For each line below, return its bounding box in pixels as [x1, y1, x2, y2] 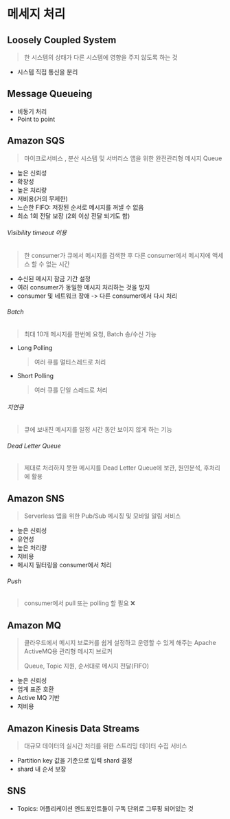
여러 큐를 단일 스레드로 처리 [34, 386, 108, 394]
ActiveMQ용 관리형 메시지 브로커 [23, 647, 113, 655]
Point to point [16, 115, 56, 123]
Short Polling [16, 372, 54, 380]
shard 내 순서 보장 [16, 765, 67, 774]
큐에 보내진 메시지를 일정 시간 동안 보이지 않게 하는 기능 [23, 426, 173, 434]
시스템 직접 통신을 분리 [16, 68, 78, 76]
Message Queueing [7, 88, 93, 100]
